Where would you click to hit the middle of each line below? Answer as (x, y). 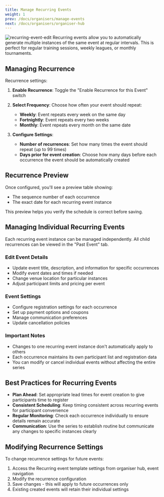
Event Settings (23, 296)
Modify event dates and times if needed (53, 273)
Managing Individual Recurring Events (65, 227)
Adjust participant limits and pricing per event (58, 283)
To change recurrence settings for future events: (54, 459)
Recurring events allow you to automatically (97, 38)
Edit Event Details (27, 257)
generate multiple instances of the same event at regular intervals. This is (80, 43)
